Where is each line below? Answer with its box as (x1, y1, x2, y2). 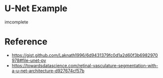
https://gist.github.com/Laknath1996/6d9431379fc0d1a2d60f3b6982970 (11, 52, 158, 58)
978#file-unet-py (11, 57, 46, 63)
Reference (4, 36, 47, 47)
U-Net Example (4, 3, 68, 14)
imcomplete (4, 19, 29, 25)
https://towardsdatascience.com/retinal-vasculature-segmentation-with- (11, 62, 159, 68)
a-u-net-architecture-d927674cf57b (11, 68, 85, 74)
